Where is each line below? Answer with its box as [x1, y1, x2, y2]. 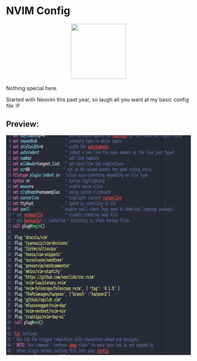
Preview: [6, 119, 39, 130]
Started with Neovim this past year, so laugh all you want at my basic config [6, 96, 189, 103]
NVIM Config [6, 4, 70, 18]
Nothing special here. [6, 84, 58, 91]
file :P [6, 102, 21, 109]
